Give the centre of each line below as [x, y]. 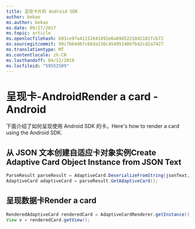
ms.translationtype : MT [35, 50]
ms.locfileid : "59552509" [37, 66]
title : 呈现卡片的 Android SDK [42, 11]
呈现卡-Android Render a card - [82, 96]
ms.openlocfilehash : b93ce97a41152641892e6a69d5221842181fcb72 [85, 39]
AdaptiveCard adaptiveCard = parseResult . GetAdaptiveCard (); [82, 181]
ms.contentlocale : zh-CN [36, 55]
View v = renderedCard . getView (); [48, 220]
